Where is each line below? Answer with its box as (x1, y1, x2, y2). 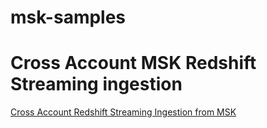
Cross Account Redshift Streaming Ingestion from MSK (10, 106, 237, 118)
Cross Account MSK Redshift (10, 52, 257, 75)
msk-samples (10, 6, 127, 29)
